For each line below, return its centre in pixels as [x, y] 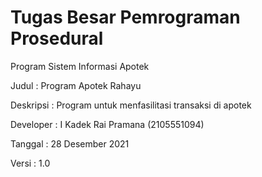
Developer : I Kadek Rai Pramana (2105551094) [107, 124]
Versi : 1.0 [30, 163]
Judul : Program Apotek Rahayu [76, 85]
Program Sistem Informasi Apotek [80, 66]
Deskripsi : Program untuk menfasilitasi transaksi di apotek [131, 105]
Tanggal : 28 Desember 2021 [70, 143]
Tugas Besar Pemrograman [125, 17]
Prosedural [57, 38]
